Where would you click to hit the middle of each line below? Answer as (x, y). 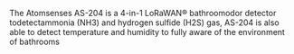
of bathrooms (35, 41)
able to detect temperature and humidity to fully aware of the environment (147, 32)
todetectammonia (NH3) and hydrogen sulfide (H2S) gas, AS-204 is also (144, 22)
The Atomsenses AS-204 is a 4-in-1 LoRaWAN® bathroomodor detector (143, 13)
